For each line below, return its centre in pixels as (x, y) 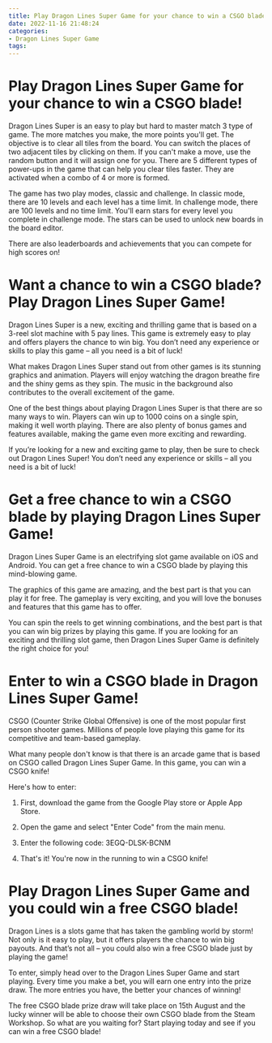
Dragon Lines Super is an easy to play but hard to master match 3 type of (131, 126)
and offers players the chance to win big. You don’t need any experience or (134, 342)
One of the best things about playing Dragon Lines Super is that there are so (136, 408)
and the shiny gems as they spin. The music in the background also (121, 384)
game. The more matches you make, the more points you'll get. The (121, 135)
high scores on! (34, 252)
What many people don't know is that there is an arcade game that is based (134, 754)
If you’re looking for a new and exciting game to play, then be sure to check (134, 450)
